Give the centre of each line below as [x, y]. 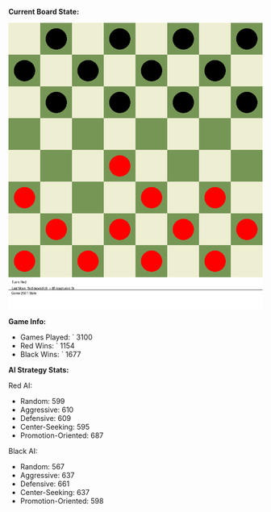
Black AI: [23, 451]
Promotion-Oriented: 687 [62, 435]
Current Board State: [44, 12]
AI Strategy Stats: [39, 370]
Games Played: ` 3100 [56, 337]
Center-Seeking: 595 [55, 427]
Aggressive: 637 [47, 475]
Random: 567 [42, 466]
